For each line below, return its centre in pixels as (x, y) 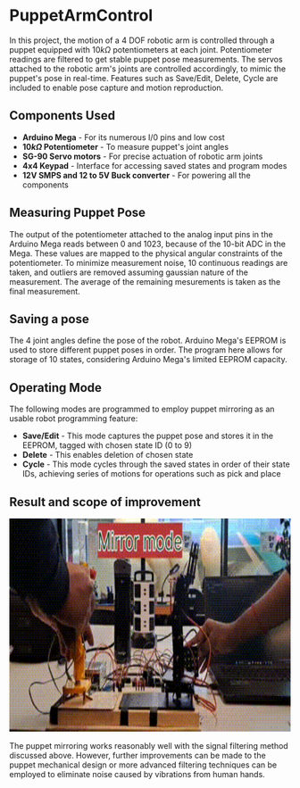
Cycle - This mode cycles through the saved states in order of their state (156, 464)
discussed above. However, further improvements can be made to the (137, 755)
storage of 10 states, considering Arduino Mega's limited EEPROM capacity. (148, 360)
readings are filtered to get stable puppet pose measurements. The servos (146, 59)
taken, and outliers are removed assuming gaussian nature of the (129, 272)
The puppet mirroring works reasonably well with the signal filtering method (149, 746)
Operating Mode (56, 388)
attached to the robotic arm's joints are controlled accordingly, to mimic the (148, 69)
